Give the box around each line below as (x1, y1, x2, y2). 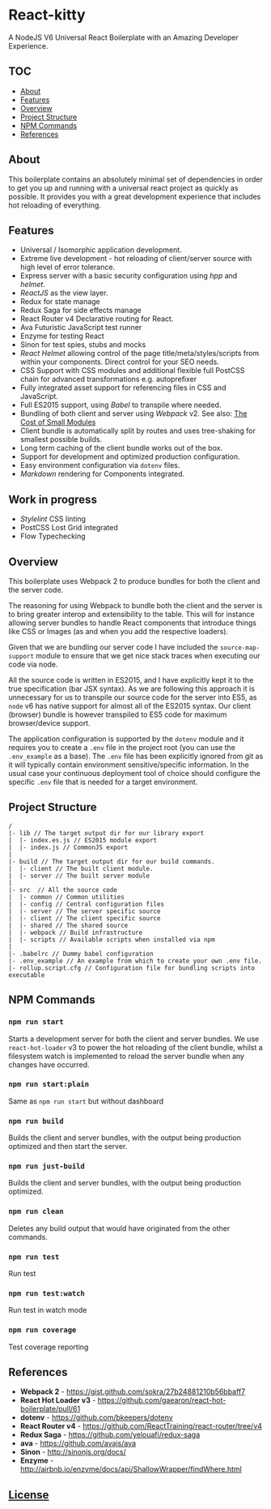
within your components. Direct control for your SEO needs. (19, 357, 220, 367)
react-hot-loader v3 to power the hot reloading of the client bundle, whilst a (8, 1042, 263, 1052)
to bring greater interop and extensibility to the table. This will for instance (8, 610, 255, 619)
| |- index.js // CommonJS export (8, 843, 129, 851)
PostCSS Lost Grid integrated (19, 523, 119, 533)
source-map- (219, 644, 260, 652)
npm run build (8, 1117, 64, 1125)
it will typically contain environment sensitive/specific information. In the (8, 760, 249, 770)
